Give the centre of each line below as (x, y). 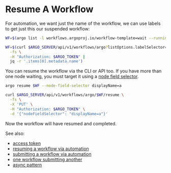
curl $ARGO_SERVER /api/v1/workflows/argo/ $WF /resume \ (65, 95)
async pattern (27, 165)
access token (27, 143)
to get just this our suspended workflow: (48, 28)
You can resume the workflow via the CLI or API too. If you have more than (83, 71)
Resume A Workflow (49, 9)
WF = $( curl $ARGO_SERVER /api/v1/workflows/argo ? (57, 47)
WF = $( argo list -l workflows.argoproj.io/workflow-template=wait (76, 38)
